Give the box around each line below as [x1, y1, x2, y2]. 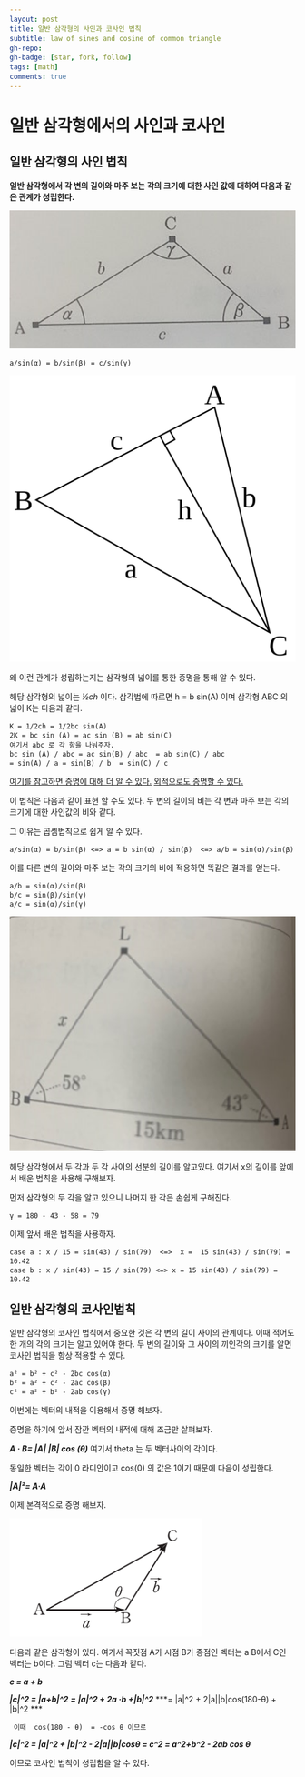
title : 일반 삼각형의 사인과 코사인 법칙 [9, 24, 142, 34]
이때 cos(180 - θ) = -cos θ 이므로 [13, 1723, 147, 1732]
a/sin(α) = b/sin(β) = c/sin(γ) [9, 359, 132, 368]
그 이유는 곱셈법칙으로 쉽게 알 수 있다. [9, 826, 143, 837]
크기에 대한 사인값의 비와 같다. [9, 807, 116, 818]
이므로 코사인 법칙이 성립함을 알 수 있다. [9, 1758, 150, 1769]
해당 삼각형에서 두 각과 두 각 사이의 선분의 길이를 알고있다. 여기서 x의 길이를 [9, 1160, 278, 1172]
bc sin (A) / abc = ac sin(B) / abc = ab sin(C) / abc [9, 750, 225, 759]
